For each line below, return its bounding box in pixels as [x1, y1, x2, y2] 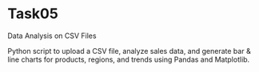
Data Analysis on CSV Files [7, 31, 97, 40]
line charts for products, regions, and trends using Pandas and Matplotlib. [7, 55, 250, 64]
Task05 [7, 5, 59, 23]
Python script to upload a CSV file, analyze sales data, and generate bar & [7, 46, 251, 55]
